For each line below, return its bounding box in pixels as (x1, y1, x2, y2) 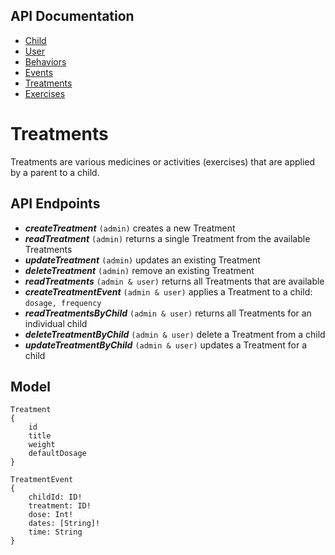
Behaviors (24, 55, 67, 68)
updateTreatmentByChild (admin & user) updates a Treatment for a (24, 339, 308, 351)
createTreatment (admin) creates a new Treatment (24, 222, 236, 234)
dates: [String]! (28, 519, 101, 529)
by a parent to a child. (10, 166, 100, 178)
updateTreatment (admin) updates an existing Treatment (24, 254, 261, 266)
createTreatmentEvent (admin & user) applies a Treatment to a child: (24, 285, 313, 298)
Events (24, 66, 54, 78)
